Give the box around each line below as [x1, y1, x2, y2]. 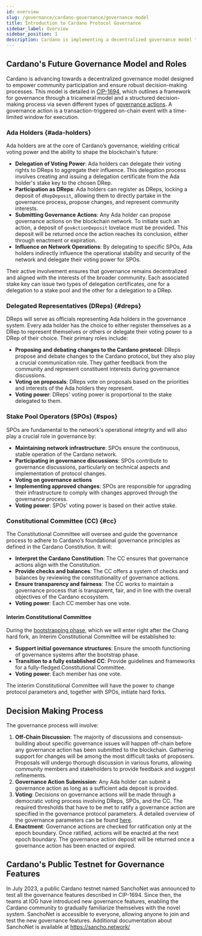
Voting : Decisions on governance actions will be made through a [14, 791, 176, 798]
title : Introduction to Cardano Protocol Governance [6, 20, 141, 26]
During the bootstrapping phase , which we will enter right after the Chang [6, 627, 189, 634]
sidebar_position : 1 [6, 31, 58, 37]
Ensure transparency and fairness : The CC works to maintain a [14, 580, 174, 587]
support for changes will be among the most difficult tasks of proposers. [14, 753, 195, 760]
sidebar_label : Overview [6, 25, 69, 32]
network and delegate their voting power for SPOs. [14, 256, 141, 263]
